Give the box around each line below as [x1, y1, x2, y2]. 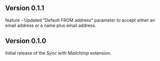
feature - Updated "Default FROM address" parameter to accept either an [5, 17, 155, 23]
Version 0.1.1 [5, 4, 45, 12]
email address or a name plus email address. [5, 22, 97, 28]
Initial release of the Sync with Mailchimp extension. [5, 50, 111, 56]
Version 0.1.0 [5, 37, 47, 45]
